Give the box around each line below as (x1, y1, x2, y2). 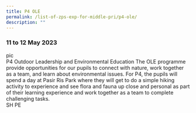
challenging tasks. (6, 95, 50, 102)
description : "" (6, 19, 46, 25)
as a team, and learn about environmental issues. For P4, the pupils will (6, 70, 177, 77)
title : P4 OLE (6, 8, 41, 15)
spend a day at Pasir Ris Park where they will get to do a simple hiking (6, 76, 175, 83)
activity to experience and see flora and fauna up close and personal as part (6, 83, 190, 90)
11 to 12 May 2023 (6, 38, 57, 47)
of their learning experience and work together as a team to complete (6, 89, 174, 96)
